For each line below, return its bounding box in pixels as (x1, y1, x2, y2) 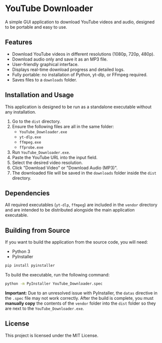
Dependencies (5, 189, 50, 197)
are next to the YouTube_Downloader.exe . (5, 305, 84, 311)
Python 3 (12, 248, 30, 255)
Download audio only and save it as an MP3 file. (12, 56, 108, 62)
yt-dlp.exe (19, 134, 42, 140)
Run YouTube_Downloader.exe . (12, 149, 70, 155)
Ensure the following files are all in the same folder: (12, 123, 114, 129)
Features (5, 38, 32, 47)
